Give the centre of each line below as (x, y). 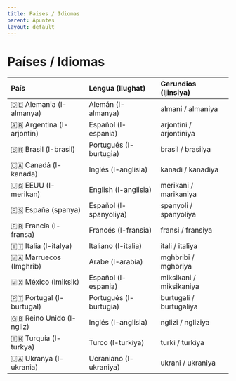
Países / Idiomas (56, 62)
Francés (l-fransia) (120, 231)
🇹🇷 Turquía (31, 338)
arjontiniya (178, 134)
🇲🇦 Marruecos (36, 257)
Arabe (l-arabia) (116, 262)
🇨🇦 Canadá (31, 165)
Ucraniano (106, 359)
